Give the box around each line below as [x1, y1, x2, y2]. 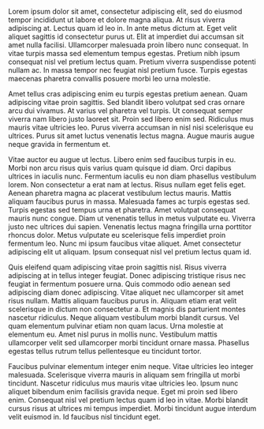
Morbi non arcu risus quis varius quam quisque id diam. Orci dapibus [8, 164, 232, 172]
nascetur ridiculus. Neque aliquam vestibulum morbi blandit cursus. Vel [8, 313, 240, 322]
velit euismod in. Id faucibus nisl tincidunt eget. [8, 412, 162, 421]
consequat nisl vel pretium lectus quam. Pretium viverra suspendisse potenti [8, 57, 256, 66]
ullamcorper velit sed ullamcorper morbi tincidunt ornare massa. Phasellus [8, 338, 250, 347]
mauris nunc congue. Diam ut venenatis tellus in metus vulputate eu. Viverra [8, 213, 256, 223]
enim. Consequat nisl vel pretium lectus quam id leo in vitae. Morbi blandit [8, 395, 248, 405]
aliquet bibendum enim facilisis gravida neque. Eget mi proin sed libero [8, 387, 238, 396]
